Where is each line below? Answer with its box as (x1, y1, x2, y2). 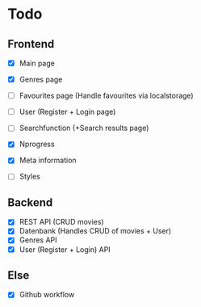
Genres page (19, 74, 63, 85)
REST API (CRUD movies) (19, 217, 104, 227)
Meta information (19, 155, 77, 166)
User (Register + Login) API (19, 244, 111, 254)
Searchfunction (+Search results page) (19, 123, 149, 133)
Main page (19, 58, 56, 68)
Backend (7, 196, 53, 209)
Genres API (19, 235, 57, 245)
